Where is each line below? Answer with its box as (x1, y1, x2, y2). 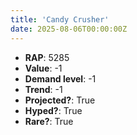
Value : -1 (24, 62, 63, 74)
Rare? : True (24, 115, 74, 127)
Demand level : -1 (24, 72, 97, 85)
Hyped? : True (24, 104, 83, 116)
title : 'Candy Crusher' (10, 14, 110, 25)
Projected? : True (24, 94, 96, 106)
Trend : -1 (24, 83, 63, 95)
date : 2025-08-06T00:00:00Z (10, 24, 128, 34)
